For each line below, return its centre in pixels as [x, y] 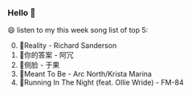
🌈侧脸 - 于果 [39, 65]
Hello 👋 [22, 13]
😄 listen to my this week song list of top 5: [78, 30]
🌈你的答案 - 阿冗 [46, 55]
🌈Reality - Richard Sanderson [68, 46]
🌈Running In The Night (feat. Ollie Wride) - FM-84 [101, 82]
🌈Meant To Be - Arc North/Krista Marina [85, 74]
